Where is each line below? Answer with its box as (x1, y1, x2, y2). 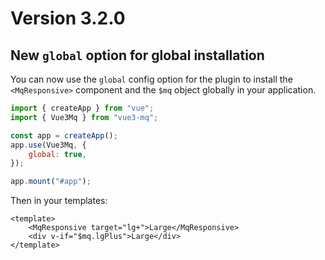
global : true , (28, 149, 87, 159)
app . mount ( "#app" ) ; (10, 177, 92, 187)
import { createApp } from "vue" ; (10, 103, 155, 113)
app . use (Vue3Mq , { (10, 140, 87, 150)
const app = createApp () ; (10, 130, 118, 141)
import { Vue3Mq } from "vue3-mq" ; (10, 112, 159, 122)
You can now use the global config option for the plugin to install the (10, 73, 293, 85)
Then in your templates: (10, 195, 108, 207)
